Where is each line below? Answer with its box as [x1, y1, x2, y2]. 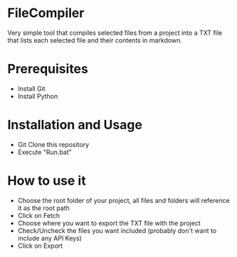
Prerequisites [7, 61, 89, 77]
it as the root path [17, 204, 70, 212]
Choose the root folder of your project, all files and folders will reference [17, 196, 230, 204]
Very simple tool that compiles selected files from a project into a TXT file [7, 28, 223, 37]
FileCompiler [7, 5, 85, 21]
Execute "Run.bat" [17, 148, 73, 156]
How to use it [7, 173, 87, 189]
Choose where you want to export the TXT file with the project [17, 219, 201, 227]
